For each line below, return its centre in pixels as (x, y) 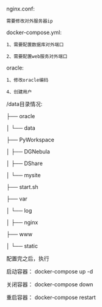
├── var (17, 199)
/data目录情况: (24, 104)
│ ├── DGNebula (28, 151)
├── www (20, 234)
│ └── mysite (24, 175)
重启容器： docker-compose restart (51, 297)
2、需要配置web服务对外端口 (37, 57)
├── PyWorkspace (31, 140)
